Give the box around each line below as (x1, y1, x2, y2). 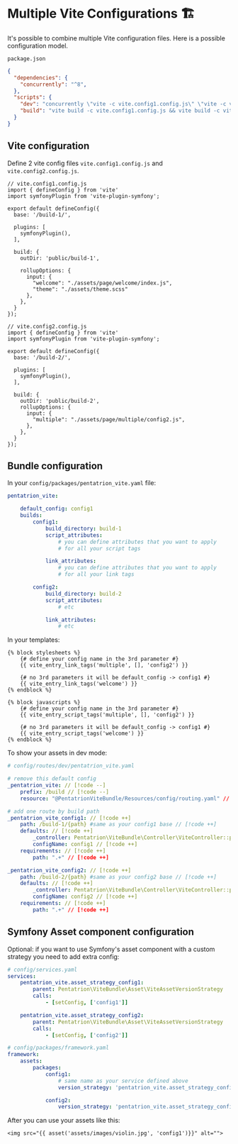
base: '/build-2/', (13, 354, 72, 361)
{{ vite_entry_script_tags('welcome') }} (20, 730, 144, 738)
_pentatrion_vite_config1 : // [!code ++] (7, 814, 132, 821)
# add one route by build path (7, 808, 100, 815)
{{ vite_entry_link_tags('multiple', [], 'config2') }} (20, 662, 189, 669)
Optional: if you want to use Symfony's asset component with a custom (7, 945, 215, 953)
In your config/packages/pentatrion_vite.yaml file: (7, 479, 157, 487)
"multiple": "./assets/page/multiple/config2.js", (33, 416, 186, 423)
